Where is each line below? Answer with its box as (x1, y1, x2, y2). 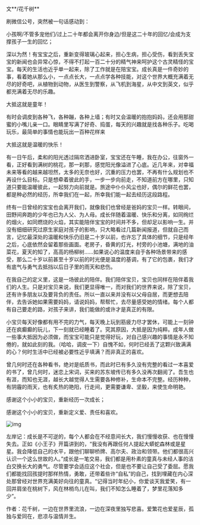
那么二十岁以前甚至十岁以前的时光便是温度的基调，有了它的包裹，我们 (16, 256, 189, 262)
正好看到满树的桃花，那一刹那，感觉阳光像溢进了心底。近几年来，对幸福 (16, 161, 194, 168)
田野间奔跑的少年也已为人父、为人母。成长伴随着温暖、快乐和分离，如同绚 (6, 211, 189, 218)
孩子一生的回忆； (11, 38, 54, 45)
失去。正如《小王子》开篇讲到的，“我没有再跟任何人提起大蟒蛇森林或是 (6, 440, 181, 447)
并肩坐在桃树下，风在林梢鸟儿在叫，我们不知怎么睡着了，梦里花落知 (11, 485, 179, 492)
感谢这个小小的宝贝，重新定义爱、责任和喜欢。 (6, 409, 121, 416)
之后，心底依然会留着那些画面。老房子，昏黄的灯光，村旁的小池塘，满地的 (6, 241, 189, 248)
